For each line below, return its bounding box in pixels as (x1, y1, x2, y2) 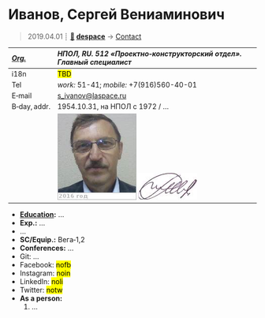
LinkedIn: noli (19, 277, 63, 286)
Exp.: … (19, 219, 46, 228)
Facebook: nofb (19, 260, 72, 270)
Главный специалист (57, 58, 132, 67)
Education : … (19, 210, 65, 219)
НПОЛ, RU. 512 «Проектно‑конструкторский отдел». (57, 49, 242, 58)
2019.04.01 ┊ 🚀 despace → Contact (27, 32, 142, 41)
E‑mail (11, 91, 32, 100)
